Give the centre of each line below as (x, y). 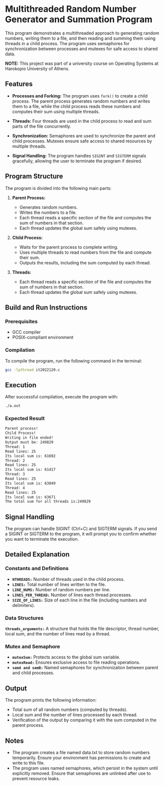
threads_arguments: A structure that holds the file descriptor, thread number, (82, 629)
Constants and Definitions (37, 569)
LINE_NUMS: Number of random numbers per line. (61, 589)
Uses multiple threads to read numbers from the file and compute (85, 252)
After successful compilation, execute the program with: (62, 397)
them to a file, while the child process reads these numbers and (76, 106)
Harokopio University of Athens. (37, 68)
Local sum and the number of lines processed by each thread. (75, 715)
